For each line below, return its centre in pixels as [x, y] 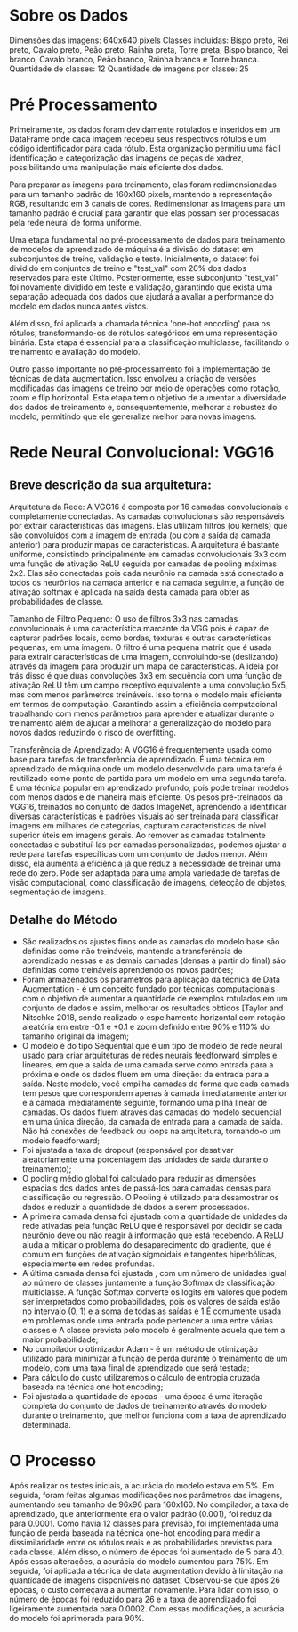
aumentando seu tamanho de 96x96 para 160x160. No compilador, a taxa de [149, 1504]
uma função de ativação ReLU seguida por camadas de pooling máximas [143, 564]
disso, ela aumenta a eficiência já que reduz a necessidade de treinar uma [145, 863]
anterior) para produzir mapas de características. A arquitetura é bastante [145, 544]
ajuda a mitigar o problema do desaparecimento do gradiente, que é [147, 1244]
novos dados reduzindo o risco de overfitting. [93, 732]
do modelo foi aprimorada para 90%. [77, 1618]
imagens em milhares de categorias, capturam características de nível [138, 825]
